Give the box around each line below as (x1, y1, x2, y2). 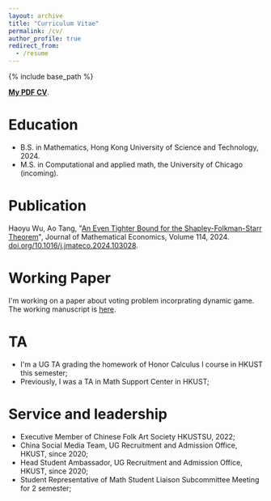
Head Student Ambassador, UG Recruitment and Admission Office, (19, 457, 243, 467)
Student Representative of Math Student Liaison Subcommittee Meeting (19, 474, 260, 484)
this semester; (19, 367, 68, 377)
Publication (8, 197, 87, 215)
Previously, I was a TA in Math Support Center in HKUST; (19, 376, 210, 386)
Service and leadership (8, 405, 167, 423)
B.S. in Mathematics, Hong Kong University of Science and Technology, (19, 142, 259, 152)
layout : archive (8, 11, 63, 20)
